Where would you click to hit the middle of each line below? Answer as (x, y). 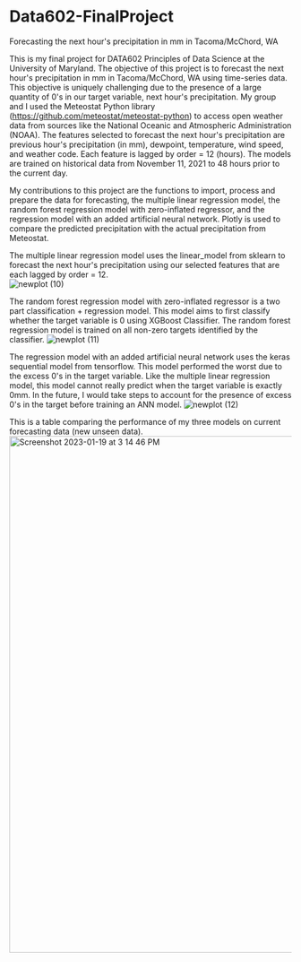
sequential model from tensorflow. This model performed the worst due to (146, 366)
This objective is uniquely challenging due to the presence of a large (136, 87)
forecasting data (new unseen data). (76, 431)
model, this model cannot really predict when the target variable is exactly (146, 385)
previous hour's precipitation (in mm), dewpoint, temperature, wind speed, (146, 144)
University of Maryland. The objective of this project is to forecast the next (147, 68)
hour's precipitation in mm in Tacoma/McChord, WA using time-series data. (149, 77)
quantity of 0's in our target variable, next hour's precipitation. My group (143, 97)
